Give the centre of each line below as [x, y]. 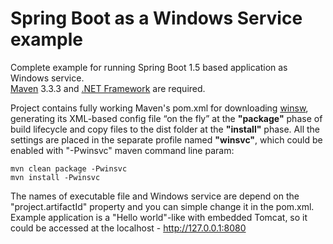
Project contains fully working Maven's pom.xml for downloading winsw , [159, 108]
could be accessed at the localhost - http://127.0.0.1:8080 [128, 228]
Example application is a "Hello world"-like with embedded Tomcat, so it [159, 217]
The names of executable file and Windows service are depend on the [155, 196]
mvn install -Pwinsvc [55, 177]
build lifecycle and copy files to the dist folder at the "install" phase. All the [165, 129]
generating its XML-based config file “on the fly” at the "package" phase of [166, 118]
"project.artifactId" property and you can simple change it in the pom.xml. [162, 206]
